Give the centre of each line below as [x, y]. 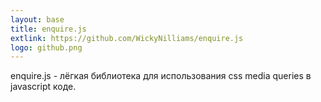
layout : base [37, 19]
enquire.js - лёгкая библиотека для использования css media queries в [161, 76]
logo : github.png [46, 47]
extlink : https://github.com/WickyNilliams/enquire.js [127, 38]
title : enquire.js [48, 29]
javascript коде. [43, 87]
